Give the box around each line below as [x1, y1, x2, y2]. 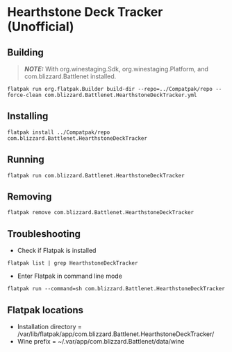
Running [7, 154, 45, 166]
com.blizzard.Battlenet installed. [24, 72, 117, 80]
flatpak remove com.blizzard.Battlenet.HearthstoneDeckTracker [7, 209, 194, 216]
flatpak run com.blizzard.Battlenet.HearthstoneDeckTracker [7, 172, 185, 179]
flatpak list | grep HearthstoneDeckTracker [7, 260, 138, 267]
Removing [7, 191, 52, 203]
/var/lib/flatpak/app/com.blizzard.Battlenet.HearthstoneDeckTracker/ [17, 330, 215, 338]
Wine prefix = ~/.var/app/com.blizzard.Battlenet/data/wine [17, 337, 185, 346]
